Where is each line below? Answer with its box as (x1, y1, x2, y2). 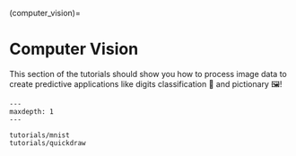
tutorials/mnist (9, 130, 70, 140)
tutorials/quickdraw (9, 138, 87, 147)
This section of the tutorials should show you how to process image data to (9, 68, 287, 79)
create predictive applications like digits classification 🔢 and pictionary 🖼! (9, 78, 283, 89)
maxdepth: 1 (9, 107, 54, 116)
